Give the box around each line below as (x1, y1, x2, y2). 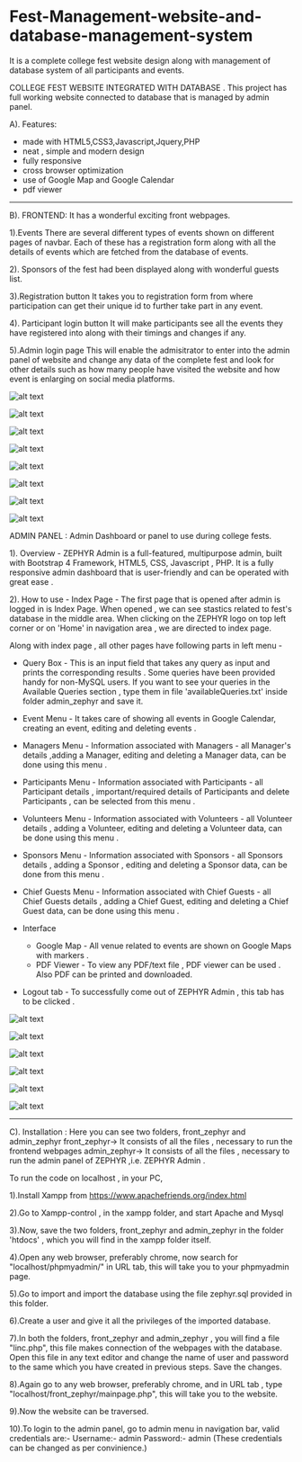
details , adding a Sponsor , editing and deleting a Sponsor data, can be (22, 859, 288, 870)
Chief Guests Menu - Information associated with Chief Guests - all (22, 886, 271, 897)
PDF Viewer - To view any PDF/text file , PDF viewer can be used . (35, 959, 281, 970)
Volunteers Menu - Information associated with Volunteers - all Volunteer (22, 812, 293, 824)
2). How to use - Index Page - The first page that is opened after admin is (9, 594, 281, 605)
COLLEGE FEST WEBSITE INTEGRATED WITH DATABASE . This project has (9, 82, 288, 93)
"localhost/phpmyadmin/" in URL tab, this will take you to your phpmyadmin (9, 1261, 289, 1272)
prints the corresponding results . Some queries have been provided (22, 667, 276, 677)
